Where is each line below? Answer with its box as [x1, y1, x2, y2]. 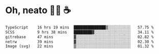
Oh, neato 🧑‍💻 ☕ [5, 5, 71, 16]
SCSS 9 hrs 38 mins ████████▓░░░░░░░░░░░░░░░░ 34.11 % [5, 30, 154, 35]
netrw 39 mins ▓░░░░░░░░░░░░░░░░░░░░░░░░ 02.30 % [5, 39, 154, 44]
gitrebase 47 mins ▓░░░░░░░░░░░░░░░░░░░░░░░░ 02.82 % [5, 34, 154, 39]
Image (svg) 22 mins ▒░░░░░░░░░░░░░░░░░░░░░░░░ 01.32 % [5, 44, 154, 49]
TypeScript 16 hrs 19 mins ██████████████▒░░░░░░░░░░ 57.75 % [5, 24, 154, 30]
